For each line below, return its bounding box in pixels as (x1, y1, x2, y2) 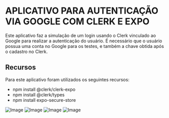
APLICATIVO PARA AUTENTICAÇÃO (5, 5, 158, 17)
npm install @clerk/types (12, 91, 65, 98)
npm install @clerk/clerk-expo (12, 86, 76, 92)
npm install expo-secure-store (12, 97, 76, 103)
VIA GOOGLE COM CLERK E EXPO (5, 16, 150, 27)
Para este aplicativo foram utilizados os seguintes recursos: (5, 76, 130, 83)
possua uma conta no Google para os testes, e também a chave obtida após (5, 43, 164, 49)
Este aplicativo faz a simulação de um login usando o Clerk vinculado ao (5, 32, 156, 38)
